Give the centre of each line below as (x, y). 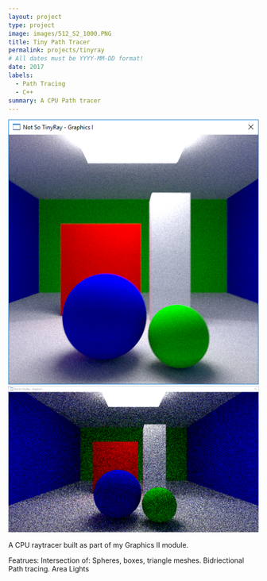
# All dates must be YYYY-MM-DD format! (76, 59)
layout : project (35, 17)
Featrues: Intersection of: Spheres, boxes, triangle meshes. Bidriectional (126, 560)
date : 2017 (26, 67)
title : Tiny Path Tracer (49, 42)
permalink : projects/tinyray (56, 50)
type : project (32, 25)
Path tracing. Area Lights (49, 569)
